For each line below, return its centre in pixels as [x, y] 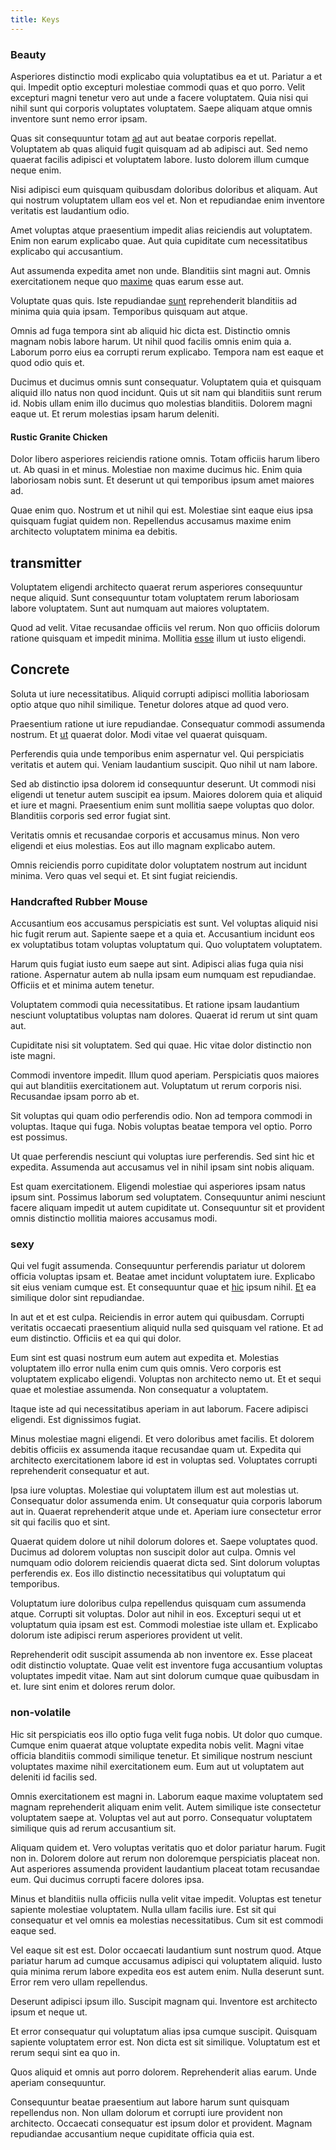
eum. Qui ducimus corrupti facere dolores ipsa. [107, 1879]
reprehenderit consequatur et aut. [80, 1471]
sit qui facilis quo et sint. [60, 1522]
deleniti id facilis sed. [54, 1777]
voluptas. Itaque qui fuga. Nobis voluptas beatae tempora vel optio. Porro [161, 1127]
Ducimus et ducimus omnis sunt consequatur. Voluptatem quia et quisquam [166, 382]
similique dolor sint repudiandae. [77, 1298]
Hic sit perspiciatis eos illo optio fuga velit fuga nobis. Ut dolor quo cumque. [166, 1734]
